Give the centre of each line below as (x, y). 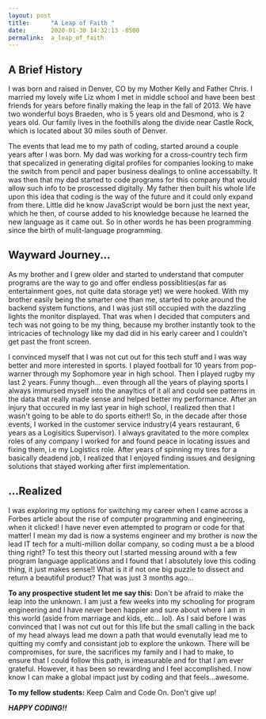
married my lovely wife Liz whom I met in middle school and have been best (132, 97)
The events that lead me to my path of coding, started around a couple (123, 146)
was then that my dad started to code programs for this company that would (133, 180)
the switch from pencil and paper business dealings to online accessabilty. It (133, 172)
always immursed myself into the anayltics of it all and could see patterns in (132, 390)
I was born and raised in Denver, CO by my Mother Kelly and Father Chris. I (131, 89)
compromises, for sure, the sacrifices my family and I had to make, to (121, 652)
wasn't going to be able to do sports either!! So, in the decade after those (127, 416)
